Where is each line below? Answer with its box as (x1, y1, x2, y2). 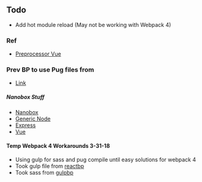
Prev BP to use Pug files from (6, 65, 95, 74)
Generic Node (15, 115, 51, 123)
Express (15, 122, 36, 129)
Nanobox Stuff (6, 93, 45, 100)
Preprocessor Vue (15, 50, 61, 57)
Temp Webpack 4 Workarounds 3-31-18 (6, 142, 110, 149)
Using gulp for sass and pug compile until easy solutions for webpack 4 (15, 156, 196, 163)
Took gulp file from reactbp (15, 162, 84, 170)
